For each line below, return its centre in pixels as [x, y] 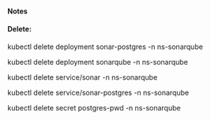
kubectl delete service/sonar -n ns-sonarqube [83, 77]
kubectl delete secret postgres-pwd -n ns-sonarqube [94, 107]
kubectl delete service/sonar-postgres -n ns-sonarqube [98, 92]
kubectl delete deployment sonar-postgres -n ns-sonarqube [105, 47]
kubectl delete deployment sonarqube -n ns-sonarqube [98, 62]
